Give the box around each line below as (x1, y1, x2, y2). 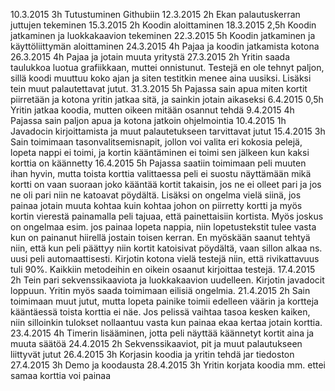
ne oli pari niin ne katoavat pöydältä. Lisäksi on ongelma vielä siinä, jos (10, 189, 302, 201)
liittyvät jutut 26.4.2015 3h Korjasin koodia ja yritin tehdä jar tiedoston (10, 349, 295, 360)
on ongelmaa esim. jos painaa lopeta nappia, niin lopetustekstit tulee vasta (10, 221, 317, 233)
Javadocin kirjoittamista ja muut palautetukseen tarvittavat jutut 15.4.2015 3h (10, 125, 326, 137)
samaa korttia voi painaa (10, 370, 112, 381)
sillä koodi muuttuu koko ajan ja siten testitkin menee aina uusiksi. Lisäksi (10, 72, 312, 84)
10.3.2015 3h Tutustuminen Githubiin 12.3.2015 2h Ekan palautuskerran (10, 9, 301, 20)
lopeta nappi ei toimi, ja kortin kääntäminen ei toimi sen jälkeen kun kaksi (10, 147, 310, 158)
